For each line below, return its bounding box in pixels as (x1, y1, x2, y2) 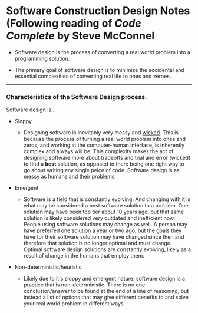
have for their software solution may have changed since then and (23, 233, 184, 240)
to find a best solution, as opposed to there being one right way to (23, 160, 184, 167)
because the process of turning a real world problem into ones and (23, 136, 186, 143)
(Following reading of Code (6, 17, 141, 30)
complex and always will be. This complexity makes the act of (23, 148, 174, 155)
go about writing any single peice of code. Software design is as (23, 167, 180, 174)
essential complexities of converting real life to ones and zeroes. (14, 73, 171, 80)
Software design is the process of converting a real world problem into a (14, 48, 190, 55)
